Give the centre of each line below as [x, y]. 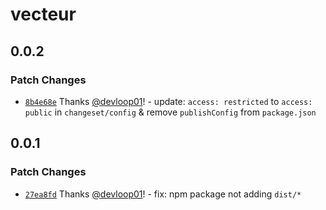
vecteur [43, 14]
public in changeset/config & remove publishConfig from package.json [170, 112]
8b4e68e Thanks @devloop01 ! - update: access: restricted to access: [168, 101]
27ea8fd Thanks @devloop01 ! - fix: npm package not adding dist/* [163, 194]
